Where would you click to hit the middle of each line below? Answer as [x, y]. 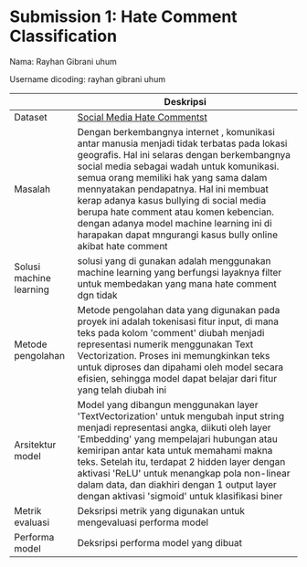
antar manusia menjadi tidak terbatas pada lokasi [182, 143]
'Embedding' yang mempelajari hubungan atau [178, 438]
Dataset [31, 117]
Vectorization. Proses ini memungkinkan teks [174, 355]
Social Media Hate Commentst [143, 117]
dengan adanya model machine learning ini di [175, 223]
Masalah [32, 189]
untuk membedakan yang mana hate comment [177, 283]
